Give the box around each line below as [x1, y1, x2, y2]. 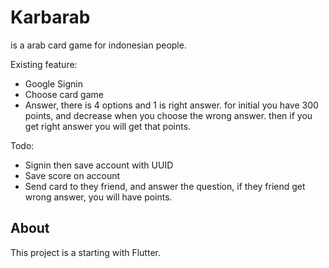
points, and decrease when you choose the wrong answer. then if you [24, 109, 313, 121]
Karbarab [10, 6, 91, 29]
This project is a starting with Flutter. [10, 246, 161, 258]
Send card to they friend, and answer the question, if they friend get [24, 180, 306, 192]
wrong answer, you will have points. [24, 191, 173, 203]
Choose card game [24, 88, 104, 100]
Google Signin [24, 77, 83, 90]
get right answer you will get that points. [24, 120, 192, 132]
